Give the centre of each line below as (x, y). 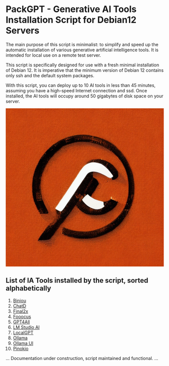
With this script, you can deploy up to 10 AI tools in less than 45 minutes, (81, 85)
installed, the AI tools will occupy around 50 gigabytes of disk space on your (84, 96)
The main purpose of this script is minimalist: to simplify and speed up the (82, 44)
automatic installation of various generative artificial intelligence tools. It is (82, 50)
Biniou (20, 300)
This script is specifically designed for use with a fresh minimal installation (82, 65)
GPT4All (21, 322)
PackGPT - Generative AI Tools (71, 9)
